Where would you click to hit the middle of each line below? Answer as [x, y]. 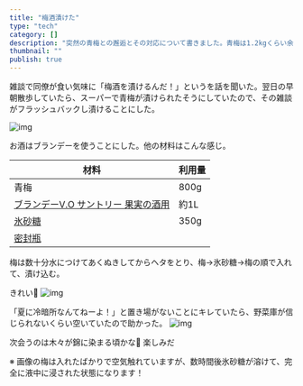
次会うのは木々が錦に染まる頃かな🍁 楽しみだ [92, 342]
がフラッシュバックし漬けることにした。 [84, 109]
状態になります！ [112, 372]
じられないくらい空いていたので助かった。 [88, 323]
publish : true [36, 60]
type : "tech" [34, 26]
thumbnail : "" [36, 51]
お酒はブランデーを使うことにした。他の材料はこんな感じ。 [120, 146]
